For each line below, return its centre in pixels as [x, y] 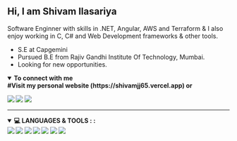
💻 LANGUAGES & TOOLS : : [55, 120]
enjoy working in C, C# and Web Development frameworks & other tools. [113, 36]
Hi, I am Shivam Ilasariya [62, 12]
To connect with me [43, 78]
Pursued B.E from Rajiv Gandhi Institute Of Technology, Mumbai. [111, 57]
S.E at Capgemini [43, 49]
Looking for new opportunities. [62, 64]
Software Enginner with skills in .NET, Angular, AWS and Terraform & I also [115, 28]
